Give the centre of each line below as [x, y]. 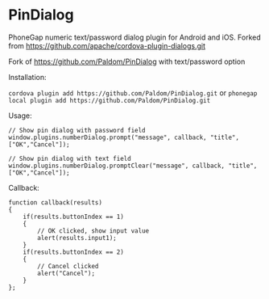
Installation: [27, 77]
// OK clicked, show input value [93, 231]
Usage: [20, 116]
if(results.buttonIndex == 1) [74, 217]
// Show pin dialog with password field [77, 130]
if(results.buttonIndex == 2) [74, 252]
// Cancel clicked [68, 266]
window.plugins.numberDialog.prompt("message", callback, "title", [124, 137]
